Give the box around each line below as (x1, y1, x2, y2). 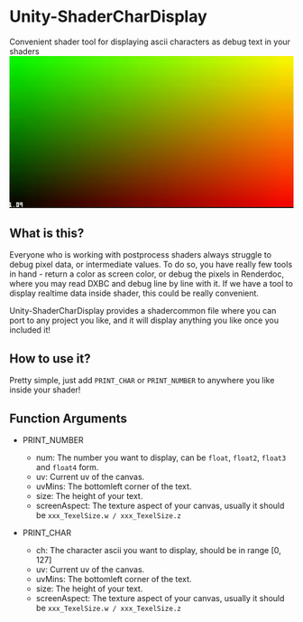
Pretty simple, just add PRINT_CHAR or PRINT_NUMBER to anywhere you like (9, 375, 275, 386)
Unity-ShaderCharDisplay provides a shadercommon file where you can (9, 306, 277, 316)
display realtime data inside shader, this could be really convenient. (9, 287, 260, 299)
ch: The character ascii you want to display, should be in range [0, (35, 545, 281, 556)
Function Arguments (9, 410, 128, 426)
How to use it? (9, 351, 91, 366)
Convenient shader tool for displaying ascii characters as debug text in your (9, 36, 291, 47)
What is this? (9, 226, 85, 241)
